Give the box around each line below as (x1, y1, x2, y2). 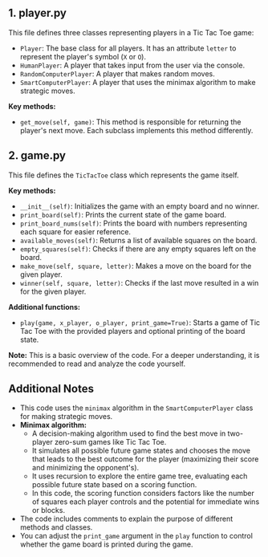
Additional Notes (8, 382, 95, 396)
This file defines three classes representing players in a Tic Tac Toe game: (8, 27, 254, 37)
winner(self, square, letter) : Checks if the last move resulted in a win (19, 278, 259, 287)
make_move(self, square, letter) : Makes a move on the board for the (19, 261, 252, 270)
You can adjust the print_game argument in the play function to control (19, 531, 253, 541)
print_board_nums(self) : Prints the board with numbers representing (19, 218, 247, 228)
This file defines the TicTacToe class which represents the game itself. (8, 170, 239, 180)
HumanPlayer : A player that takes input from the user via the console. (19, 60, 246, 70)
